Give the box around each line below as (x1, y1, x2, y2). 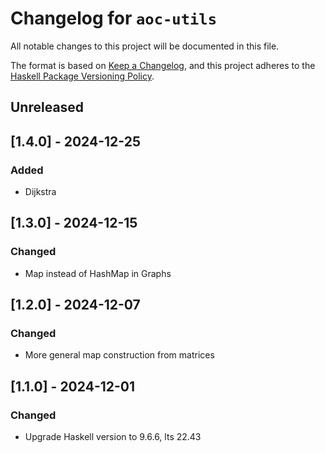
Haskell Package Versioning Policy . (10, 70, 155, 82)
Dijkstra (24, 186, 57, 198)
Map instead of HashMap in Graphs (24, 267, 172, 279)
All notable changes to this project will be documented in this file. (10, 40, 280, 52)
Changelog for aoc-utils (10, 7, 217, 30)
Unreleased (10, 99, 85, 116)
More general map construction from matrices (24, 349, 215, 361)
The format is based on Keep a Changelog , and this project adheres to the (10, 59, 316, 71)
